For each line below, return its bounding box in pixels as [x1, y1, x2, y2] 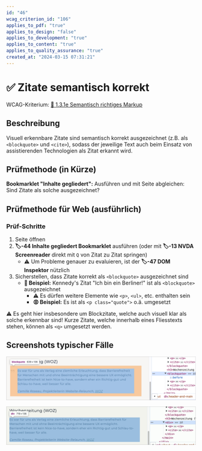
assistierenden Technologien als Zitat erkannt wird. [6, 147, 133, 154]
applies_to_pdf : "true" [6, 22, 66, 28]
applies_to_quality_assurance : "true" [6, 48, 103, 54]
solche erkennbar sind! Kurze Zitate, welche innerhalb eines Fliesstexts [6, 316, 183, 324]
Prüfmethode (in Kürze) [6, 164, 97, 174]
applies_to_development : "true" [6, 35, 87, 41]
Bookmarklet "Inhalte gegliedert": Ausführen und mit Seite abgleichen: [6, 180, 185, 187]
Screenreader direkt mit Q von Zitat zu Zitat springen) [14, 251, 148, 258]
